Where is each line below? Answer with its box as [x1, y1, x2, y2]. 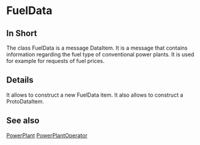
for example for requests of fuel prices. [6, 58, 105, 64]
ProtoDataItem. [6, 97, 45, 105]
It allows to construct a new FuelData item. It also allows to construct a [6, 91, 184, 99]
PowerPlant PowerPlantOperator [6, 132, 88, 139]
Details [6, 75, 34, 86]
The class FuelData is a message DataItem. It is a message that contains [6, 44, 188, 51]
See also [6, 116, 40, 126]
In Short [6, 28, 38, 39]
